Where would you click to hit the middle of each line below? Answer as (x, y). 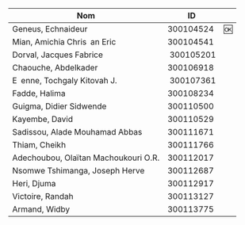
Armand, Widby (41, 209)
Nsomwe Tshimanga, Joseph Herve (78, 171)
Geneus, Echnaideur (50, 29)
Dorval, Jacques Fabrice (57, 55)
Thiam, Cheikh (39, 145)
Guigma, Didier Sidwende (59, 106)
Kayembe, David (43, 119)
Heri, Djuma (34, 183)
